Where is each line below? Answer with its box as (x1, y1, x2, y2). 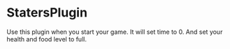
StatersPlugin (6, 5, 88, 21)
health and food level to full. (6, 35, 87, 43)
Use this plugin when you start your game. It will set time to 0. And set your (6, 28, 223, 36)
